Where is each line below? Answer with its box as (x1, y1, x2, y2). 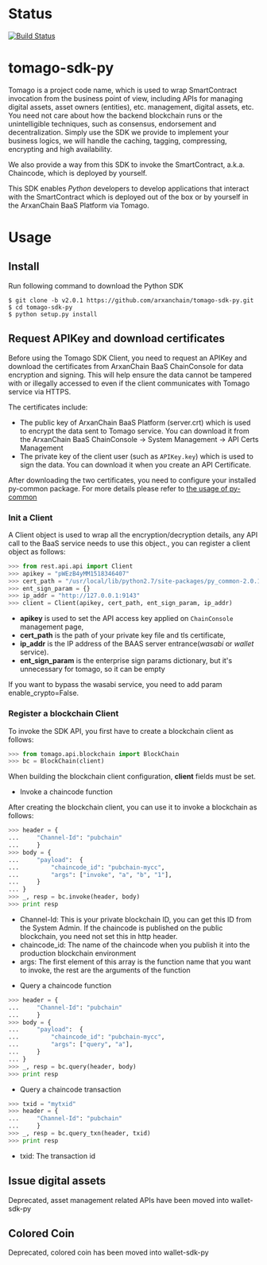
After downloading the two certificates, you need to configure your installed (8, 475, 257, 485)
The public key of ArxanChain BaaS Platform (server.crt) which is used (19, 417, 251, 427)
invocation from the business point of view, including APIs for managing (8, 93, 244, 103)
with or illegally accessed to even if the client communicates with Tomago (8, 378, 250, 388)
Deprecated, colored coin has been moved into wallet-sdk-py (8, 1248, 209, 1257)
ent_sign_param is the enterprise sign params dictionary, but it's (19, 656, 233, 665)
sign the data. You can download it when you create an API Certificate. (19, 460, 252, 469)
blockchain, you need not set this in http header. (19, 931, 178, 941)
